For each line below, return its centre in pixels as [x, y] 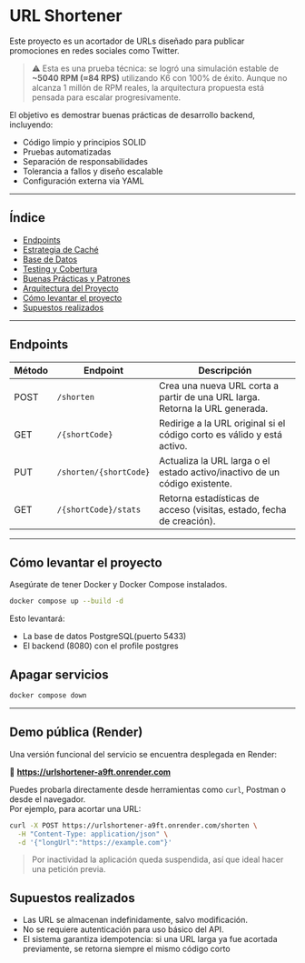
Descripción [225, 370]
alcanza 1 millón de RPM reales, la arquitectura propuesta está [148, 87]
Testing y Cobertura [60, 268]
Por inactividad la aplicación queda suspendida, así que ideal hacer [157, 859]
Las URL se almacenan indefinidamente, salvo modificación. [135, 920]
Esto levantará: [37, 618]
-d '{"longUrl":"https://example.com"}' [95, 842]
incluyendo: [31, 125]
